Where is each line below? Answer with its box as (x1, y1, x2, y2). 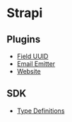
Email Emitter (16, 60, 56, 68)
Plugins (6, 33, 41, 45)
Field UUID (16, 52, 49, 60)
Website (16, 67, 42, 75)
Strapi (6, 5, 43, 21)
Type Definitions (16, 106, 65, 115)
